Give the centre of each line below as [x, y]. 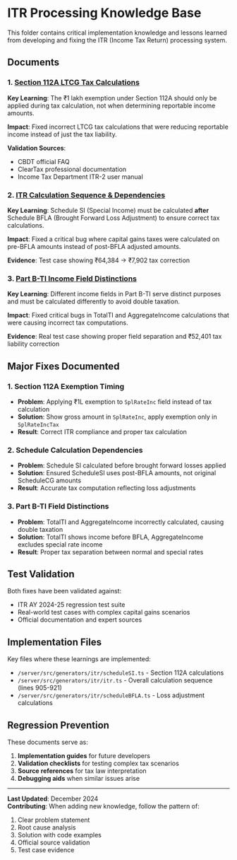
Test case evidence [46, 849]
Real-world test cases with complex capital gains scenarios [104, 612]
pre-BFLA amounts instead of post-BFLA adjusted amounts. [94, 246]
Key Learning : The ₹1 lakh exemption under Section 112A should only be [112, 98]
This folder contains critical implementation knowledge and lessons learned [117, 33]
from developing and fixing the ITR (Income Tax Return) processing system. [117, 40]
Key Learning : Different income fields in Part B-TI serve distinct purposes [114, 294]
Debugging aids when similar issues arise [78, 778]
